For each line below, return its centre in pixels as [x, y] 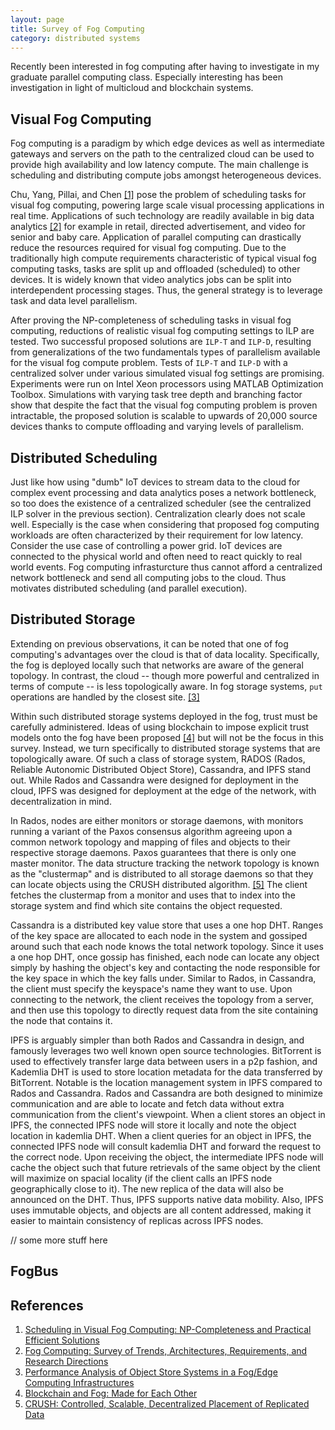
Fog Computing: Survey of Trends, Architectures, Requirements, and [166, 1351]
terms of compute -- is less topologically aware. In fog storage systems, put [166, 686]
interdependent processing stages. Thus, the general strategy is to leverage [166, 290]
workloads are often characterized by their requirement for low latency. [157, 535]
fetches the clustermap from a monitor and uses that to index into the [153, 895]
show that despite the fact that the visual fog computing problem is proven [164, 405]
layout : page [37, 19]
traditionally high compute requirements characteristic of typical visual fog [163, 258]
